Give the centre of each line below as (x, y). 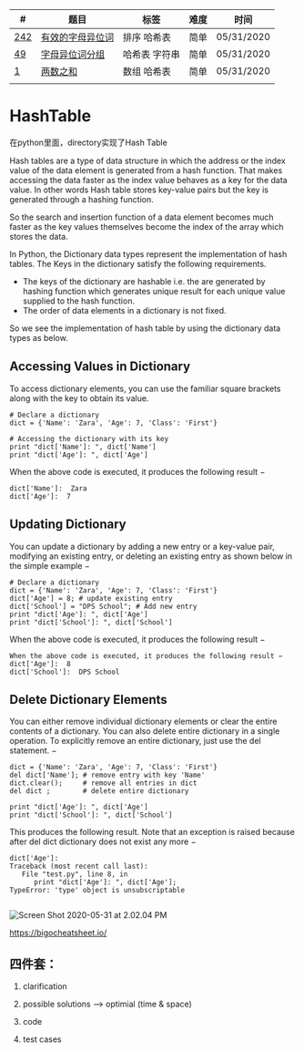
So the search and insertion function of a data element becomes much (142, 217)
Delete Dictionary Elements (89, 700)
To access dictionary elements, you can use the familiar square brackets (145, 388)
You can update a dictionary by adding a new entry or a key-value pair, (142, 546)
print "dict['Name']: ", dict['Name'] (83, 447)
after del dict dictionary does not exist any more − (103, 841)
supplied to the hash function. (78, 301)
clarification (45, 986)
